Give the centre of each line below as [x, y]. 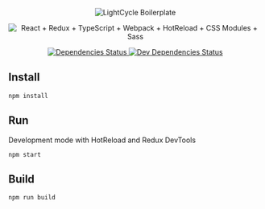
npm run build [32, 198]
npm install [28, 96]
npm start [25, 154]
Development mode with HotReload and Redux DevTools [102, 140]
